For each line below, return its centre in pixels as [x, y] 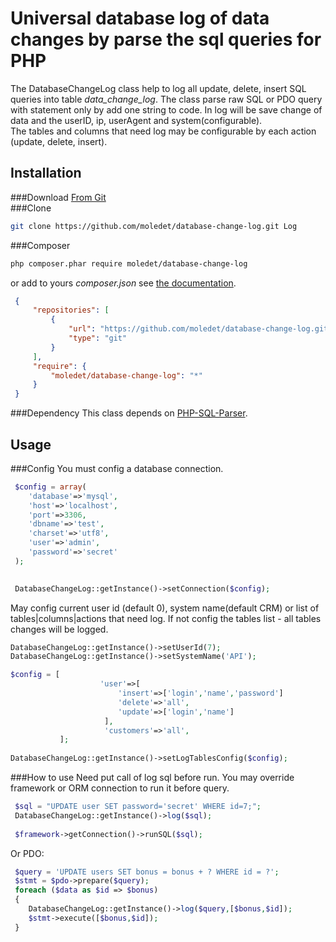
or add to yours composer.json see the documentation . [123, 283]
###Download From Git [58, 197]
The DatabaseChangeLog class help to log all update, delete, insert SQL [158, 88]
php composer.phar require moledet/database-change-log [129, 263]
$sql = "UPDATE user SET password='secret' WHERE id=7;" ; [138, 807]
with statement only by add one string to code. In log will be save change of [166, 109]
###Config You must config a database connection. [117, 468]
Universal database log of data [140, 18]
